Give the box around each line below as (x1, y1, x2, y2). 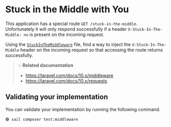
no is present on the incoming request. (24, 31, 104, 37)
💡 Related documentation (17, 62, 74, 68)
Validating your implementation (5, 93, 109, 101)
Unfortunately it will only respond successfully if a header (5, 26, 127, 32)
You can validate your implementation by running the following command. (5, 106, 161, 112)
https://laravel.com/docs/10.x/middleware (25, 72, 114, 78)
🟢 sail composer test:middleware (5, 117, 78, 122)
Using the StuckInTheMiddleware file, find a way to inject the (5, 41, 131, 47)
